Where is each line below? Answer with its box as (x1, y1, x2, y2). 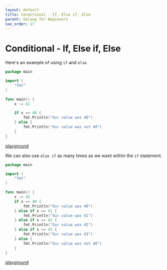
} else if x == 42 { (14, 218, 57, 223)
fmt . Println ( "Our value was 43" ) (23, 232, 93, 237)
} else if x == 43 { (14, 227, 57, 232)
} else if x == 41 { (14, 208, 57, 213)
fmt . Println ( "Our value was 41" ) (23, 213, 93, 218)
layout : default (5, 7, 39, 13)
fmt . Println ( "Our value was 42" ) (23, 222, 93, 227)
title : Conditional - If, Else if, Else (5, 12, 91, 17)
